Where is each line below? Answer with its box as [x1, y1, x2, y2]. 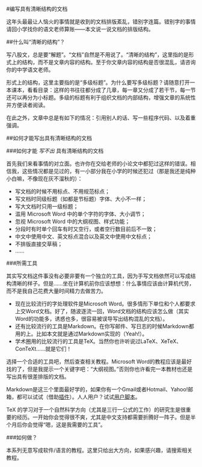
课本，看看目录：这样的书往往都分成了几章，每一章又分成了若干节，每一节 [11, 87, 196, 93]
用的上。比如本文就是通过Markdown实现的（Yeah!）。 [14, 330, 148, 337]
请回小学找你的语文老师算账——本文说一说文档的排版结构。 [6, 26, 154, 32]
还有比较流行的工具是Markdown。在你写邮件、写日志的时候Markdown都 [14, 323, 194, 329]
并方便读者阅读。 [6, 102, 49, 108]
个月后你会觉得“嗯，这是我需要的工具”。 [6, 421, 106, 428]
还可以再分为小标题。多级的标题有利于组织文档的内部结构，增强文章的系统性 [6, 94, 196, 101]
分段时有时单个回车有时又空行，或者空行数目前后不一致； [14, 225, 158, 233]
